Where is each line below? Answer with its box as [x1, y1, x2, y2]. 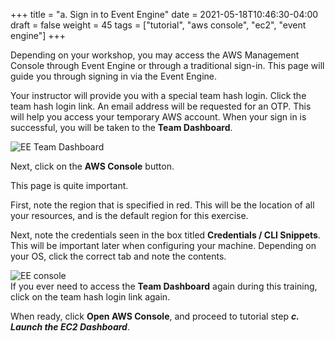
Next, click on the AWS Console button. [10, 160, 175, 172]
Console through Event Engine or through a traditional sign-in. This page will [10, 60, 325, 71]
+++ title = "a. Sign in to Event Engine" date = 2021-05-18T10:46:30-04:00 [10, 9, 319, 20]
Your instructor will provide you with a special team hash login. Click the [10, 90, 307, 101]
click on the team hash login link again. [10, 291, 171, 303]
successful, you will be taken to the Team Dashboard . [10, 122, 233, 133]
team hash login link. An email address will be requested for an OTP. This [10, 100, 312, 112]
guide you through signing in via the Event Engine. [10, 70, 218, 82]
